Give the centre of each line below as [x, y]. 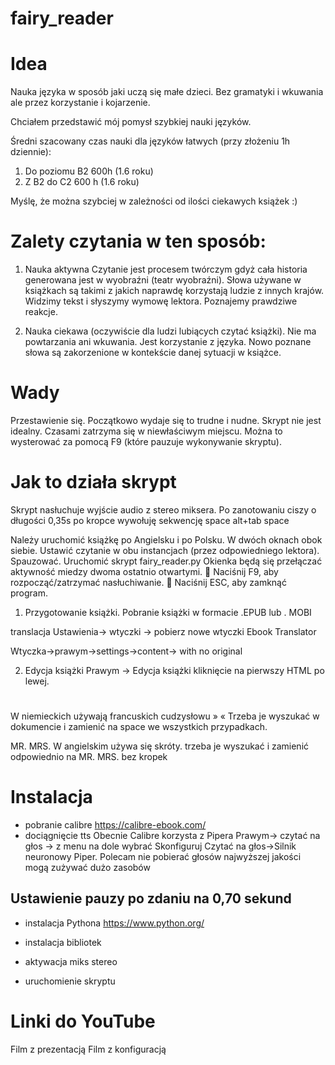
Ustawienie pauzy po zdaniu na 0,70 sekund [151, 898]
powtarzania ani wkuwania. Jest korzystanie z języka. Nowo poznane [168, 342]
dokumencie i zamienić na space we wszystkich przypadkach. [139, 727]
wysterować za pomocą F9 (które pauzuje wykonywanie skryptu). [146, 441]
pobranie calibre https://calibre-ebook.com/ [115, 825]
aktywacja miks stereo [71, 961]
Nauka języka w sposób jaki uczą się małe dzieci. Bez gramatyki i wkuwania [167, 92]
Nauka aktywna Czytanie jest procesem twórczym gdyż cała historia [166, 269]
